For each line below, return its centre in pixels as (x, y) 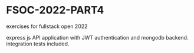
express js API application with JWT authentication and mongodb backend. (97, 37)
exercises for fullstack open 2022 (47, 26)
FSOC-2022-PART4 (55, 10)
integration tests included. (38, 44)
